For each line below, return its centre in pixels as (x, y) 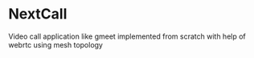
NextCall (38, 14)
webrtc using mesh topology (55, 44)
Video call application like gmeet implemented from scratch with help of (127, 36)
